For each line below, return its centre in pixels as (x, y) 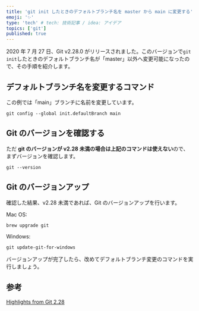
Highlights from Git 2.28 (36, 302)
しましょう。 (27, 267)
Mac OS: (17, 214)
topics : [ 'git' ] (26, 28)
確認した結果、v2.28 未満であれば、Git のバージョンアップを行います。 (93, 202)
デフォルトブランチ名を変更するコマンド (80, 87)
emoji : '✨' (20, 17)
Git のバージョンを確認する (56, 133)
